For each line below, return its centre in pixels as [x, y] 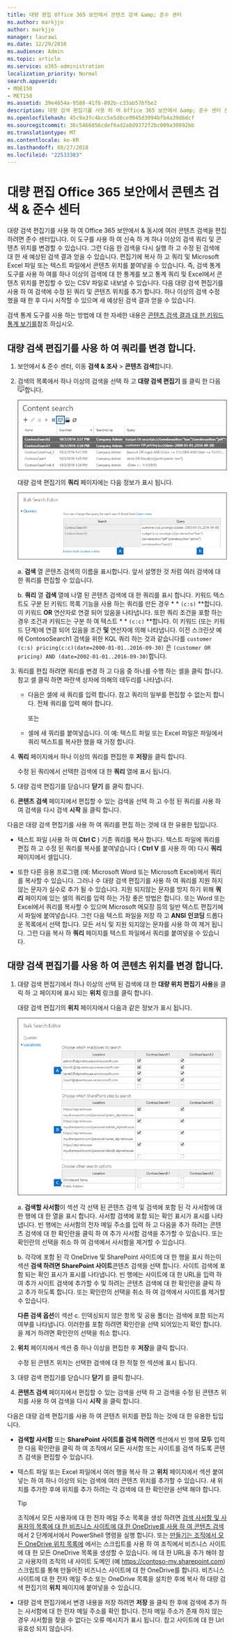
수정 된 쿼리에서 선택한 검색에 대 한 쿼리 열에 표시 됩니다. [94, 771]
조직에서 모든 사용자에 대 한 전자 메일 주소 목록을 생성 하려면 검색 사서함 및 [118, 1518]
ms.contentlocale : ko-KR [43, 140]
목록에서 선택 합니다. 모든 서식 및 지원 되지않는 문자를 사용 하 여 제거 [117, 924]
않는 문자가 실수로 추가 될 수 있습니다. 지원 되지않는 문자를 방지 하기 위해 [116, 889]
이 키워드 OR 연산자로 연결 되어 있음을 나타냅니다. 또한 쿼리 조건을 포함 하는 [120, 612]
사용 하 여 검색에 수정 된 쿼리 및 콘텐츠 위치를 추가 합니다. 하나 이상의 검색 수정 [114, 292]
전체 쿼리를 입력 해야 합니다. [75, 703]
